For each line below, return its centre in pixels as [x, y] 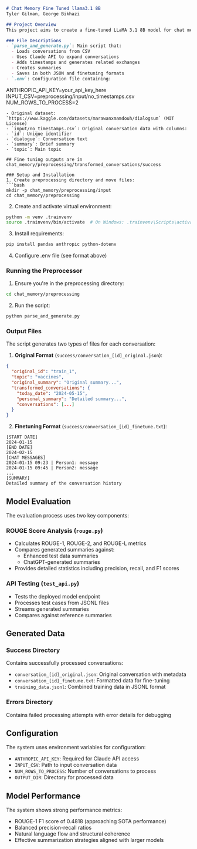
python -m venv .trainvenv [39, 217]
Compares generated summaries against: [64, 550]
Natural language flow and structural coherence [72, 834]
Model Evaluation [39, 501]
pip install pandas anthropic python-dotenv [61, 244]
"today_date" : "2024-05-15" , [52, 393]
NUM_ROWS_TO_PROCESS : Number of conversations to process [85, 771]
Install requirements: [39, 234]
